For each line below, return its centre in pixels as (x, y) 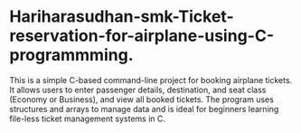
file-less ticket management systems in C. (87, 119)
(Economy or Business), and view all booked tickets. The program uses (141, 99)
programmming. (71, 55)
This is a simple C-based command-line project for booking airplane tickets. (151, 80)
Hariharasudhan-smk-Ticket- (122, 17)
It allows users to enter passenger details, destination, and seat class (138, 90)
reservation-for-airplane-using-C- (141, 36)
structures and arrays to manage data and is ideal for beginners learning (144, 109)
